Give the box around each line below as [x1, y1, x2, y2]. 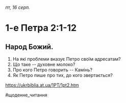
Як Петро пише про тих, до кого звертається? [12, 72, 113, 78]
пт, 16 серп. [5, 5, 31, 10]
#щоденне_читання [5, 92, 47, 98]
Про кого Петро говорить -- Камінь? [12, 67, 93, 73]
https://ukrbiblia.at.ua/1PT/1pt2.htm [5, 82, 79, 88]
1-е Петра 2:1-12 [5, 22, 77, 34]
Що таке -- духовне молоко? [12, 61, 75, 67]
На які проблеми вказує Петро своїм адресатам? [12, 56, 121, 62]
